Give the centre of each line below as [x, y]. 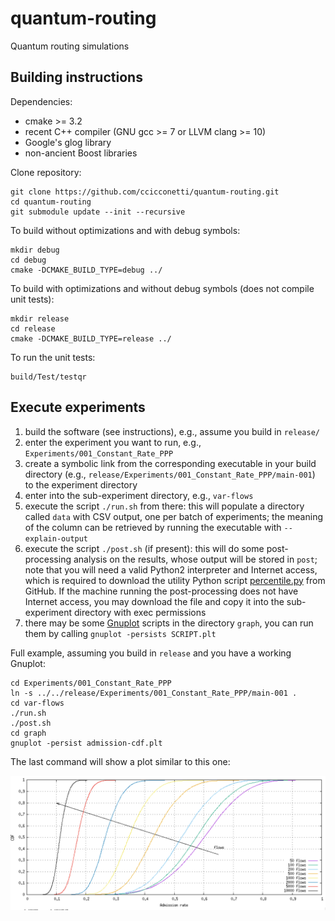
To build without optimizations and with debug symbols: [125, 230]
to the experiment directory [81, 484]
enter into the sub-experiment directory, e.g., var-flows [139, 495]
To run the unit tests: [53, 357]
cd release [33, 328]
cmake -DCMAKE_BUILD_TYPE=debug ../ [86, 270]
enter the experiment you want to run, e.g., [113, 442]
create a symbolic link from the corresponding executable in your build [170, 463]
